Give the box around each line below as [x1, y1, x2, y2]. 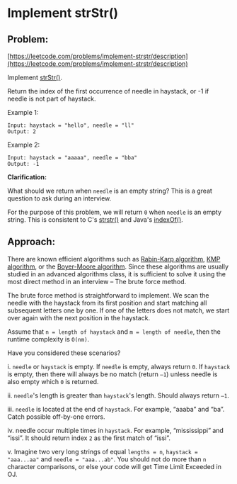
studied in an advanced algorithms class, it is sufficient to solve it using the [7, 269, 226, 278]
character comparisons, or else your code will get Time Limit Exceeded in [7, 462, 221, 471]
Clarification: [7, 173, 47, 181]
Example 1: [7, 108, 39, 116]
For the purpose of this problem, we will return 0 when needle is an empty [7, 208, 221, 216]
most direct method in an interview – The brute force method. [7, 277, 187, 286]
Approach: [7, 236, 55, 248]
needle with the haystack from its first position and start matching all [7, 298, 207, 307]
